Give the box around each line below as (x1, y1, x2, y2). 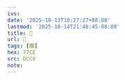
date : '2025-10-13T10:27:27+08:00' (7, 17, 111, 24)
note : (7, 62, 23, 69)
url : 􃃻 (7, 36, 27, 43)
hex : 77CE (7, 49, 36, 56)
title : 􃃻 (7, 29, 33, 37)
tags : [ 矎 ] (7, 42, 38, 49)
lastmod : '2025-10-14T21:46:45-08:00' (7, 23, 120, 30)
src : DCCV (7, 56, 36, 63)
